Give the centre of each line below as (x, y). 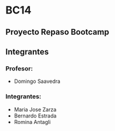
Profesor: (19, 68)
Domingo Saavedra (37, 81)
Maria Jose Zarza (35, 109)
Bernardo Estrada (35, 116)
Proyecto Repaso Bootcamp (58, 32)
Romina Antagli (32, 122)
